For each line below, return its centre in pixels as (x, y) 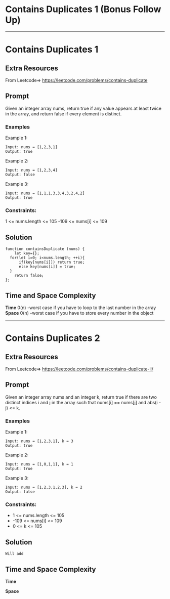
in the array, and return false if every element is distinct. (63, 114)
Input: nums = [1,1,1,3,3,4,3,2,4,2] (45, 193)
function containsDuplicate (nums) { (45, 249)
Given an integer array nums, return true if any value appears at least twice (83, 108)
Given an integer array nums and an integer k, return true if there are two (81, 397)
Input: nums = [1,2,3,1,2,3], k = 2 (44, 487)
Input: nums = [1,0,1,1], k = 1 (39, 464)
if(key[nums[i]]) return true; (52, 262)
